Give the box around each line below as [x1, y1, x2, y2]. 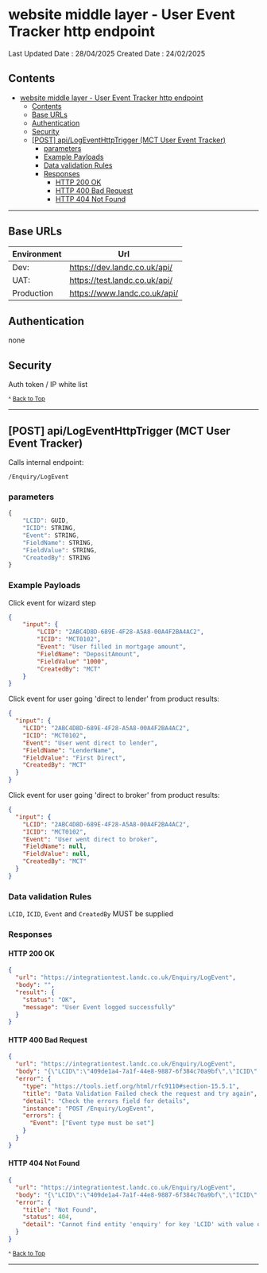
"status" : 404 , [22, 1213, 73, 1221]
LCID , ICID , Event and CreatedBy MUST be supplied [8, 909, 173, 919]
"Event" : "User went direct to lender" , [22, 739, 158, 747]
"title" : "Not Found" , [22, 1205, 98, 1213]
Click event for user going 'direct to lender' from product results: [8, 694, 220, 704]
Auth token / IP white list [8, 380, 88, 389]
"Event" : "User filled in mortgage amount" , [37, 643, 187, 651]
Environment [12, 248, 62, 259]
